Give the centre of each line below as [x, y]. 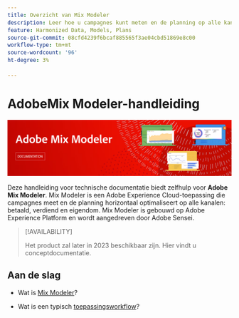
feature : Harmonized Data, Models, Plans [70, 30]
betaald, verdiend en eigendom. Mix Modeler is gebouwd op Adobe [106, 210]
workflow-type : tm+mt [39, 45]
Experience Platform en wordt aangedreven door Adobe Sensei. [101, 217]
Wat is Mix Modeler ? [48, 292]
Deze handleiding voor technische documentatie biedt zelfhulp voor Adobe [118, 187]
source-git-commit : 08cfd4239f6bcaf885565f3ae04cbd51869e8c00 [101, 38]
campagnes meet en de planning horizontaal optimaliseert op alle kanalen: [116, 202]
